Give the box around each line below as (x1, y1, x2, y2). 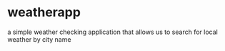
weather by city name (7, 35, 71, 43)
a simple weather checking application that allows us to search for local (7, 28, 218, 36)
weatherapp (7, 4, 81, 21)
